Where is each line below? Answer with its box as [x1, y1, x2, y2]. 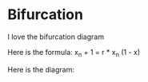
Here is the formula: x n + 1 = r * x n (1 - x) [7, 47, 141, 59]
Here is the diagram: [7, 64, 75, 74]
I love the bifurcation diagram [7, 32, 105, 41]
